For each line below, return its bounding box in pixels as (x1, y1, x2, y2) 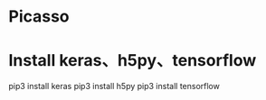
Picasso (8, 6, 70, 27)
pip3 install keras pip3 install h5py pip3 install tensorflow (8, 81, 221, 92)
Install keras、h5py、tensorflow (8, 50, 257, 71)
